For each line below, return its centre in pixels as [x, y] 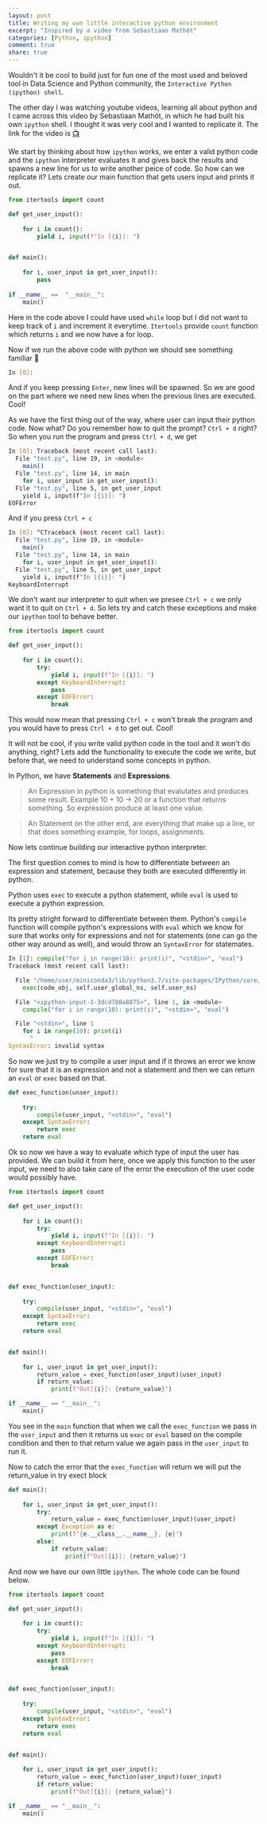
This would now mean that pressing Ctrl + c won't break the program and [130, 720]
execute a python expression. [56, 903]
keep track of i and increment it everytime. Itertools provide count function [133, 326]
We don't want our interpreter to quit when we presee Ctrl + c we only [125, 600]
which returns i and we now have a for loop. [81, 334]
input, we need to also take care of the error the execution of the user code [131, 1169]
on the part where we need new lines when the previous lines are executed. [132, 396]
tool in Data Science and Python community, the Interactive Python [120, 83]
